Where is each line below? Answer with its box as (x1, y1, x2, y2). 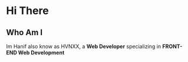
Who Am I (6, 27, 43, 37)
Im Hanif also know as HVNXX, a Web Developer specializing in (6, 43, 161, 50)
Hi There (6, 4, 49, 18)
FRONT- (162, 43, 183, 50)
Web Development (18, 49, 65, 56)
